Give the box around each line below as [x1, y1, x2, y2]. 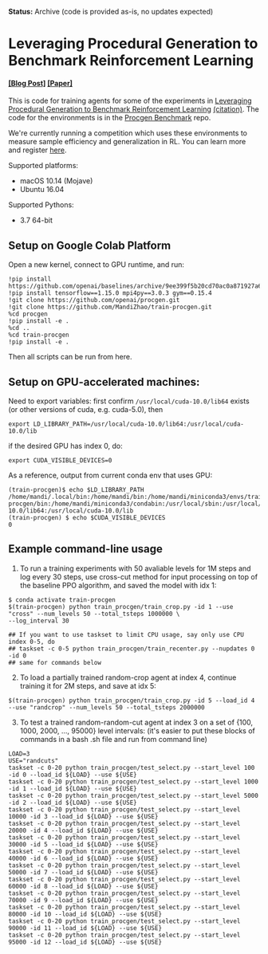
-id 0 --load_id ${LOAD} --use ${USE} [8, 771, 137, 779]
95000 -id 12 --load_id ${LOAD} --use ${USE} [8, 938, 162, 946]
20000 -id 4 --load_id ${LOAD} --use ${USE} [8, 826, 159, 834]
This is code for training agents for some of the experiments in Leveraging [8, 96, 253, 106]
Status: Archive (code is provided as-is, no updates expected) [8, 7, 214, 16]
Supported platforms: [8, 161, 78, 171]
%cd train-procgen [8, 331, 69, 340]
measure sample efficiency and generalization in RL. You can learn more [8, 137, 246, 147]
